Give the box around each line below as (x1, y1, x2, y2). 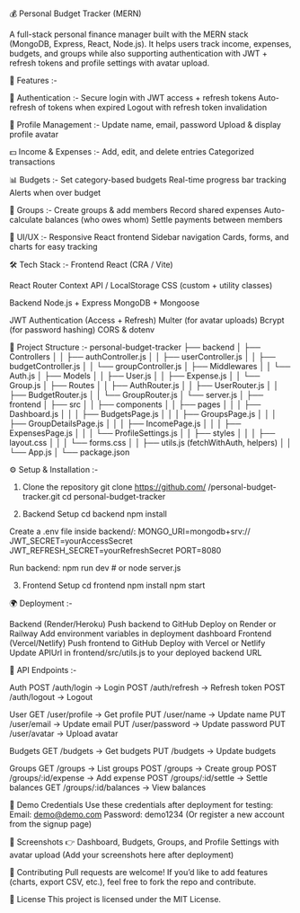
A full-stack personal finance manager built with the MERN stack (9, 29, 249, 40)
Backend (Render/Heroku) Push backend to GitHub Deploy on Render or (9, 619, 277, 629)
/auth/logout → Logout (9, 692, 93, 702)
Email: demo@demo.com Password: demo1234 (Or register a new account (9, 809, 285, 820)
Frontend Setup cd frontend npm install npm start (22, 580, 206, 590)
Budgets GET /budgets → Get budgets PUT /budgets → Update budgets (9, 746, 277, 756)
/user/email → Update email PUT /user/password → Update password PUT (9, 719, 286, 729)
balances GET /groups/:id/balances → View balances (9, 782, 207, 793)
